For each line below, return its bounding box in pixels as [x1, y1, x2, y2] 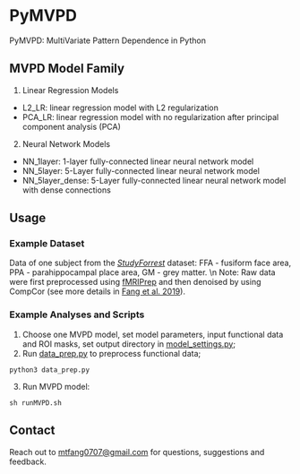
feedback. [9, 456, 47, 467]
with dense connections [21, 185, 112, 195]
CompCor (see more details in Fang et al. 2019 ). [9, 286, 186, 297]
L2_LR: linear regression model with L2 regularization [21, 102, 219, 113]
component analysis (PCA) [21, 121, 121, 132]
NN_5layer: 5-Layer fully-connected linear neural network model [21, 165, 260, 176]
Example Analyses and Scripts [9, 308, 145, 321]
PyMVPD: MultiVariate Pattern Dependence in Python [9, 35, 206, 46]
